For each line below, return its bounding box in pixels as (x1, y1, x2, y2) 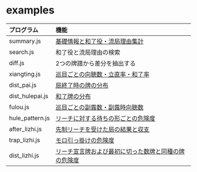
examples (6, 4, 55, 17)
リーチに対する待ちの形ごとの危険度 (55, 114, 155, 122)
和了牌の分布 (55, 92, 91, 100)
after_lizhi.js (9, 124, 42, 133)
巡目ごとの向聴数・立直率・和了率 (55, 70, 150, 78)
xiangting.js (9, 70, 41, 78)
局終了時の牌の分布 (55, 81, 108, 89)
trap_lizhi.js (9, 136, 40, 144)
